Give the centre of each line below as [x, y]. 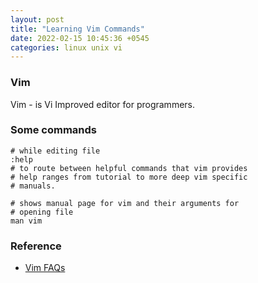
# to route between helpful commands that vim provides [129, 168]
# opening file [42, 212]
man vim [26, 221]
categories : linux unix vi [66, 47]
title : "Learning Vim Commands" [77, 29]
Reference [36, 246]
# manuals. [33, 186]
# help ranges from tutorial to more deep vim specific [129, 177]
